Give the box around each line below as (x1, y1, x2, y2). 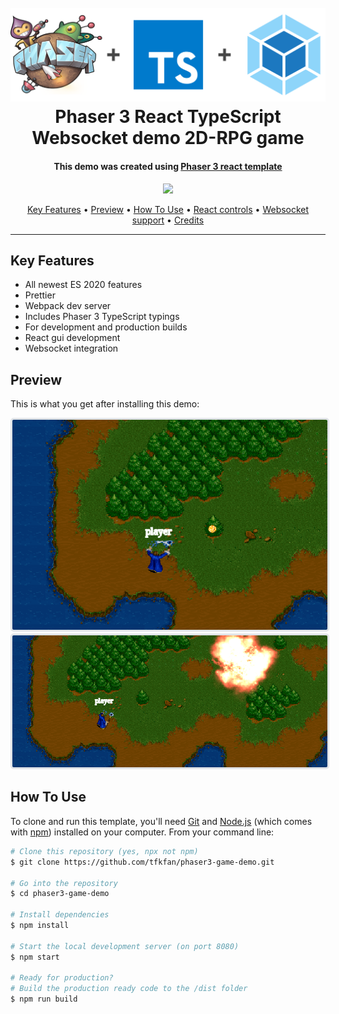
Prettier (24, 289, 56, 301)
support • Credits (131, 214, 205, 226)
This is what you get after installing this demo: (10, 398, 200, 410)
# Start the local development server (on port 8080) (10, 941, 240, 951)
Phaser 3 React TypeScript (54, 106, 282, 128)
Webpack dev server (24, 300, 112, 312)
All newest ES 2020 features (24, 279, 143, 291)
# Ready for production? (10, 973, 114, 983)
